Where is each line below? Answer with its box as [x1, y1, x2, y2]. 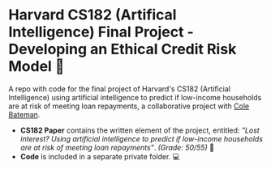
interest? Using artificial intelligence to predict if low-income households [19, 133, 264, 143]
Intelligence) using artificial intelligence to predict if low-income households [8, 92, 262, 102]
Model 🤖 [8, 57, 65, 76]
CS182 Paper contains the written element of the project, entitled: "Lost [19, 125, 260, 135]
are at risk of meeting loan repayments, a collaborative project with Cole [8, 101, 250, 111]
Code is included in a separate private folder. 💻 [19, 151, 180, 161]
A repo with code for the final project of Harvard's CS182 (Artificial [8, 83, 231, 94]
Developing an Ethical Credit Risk [8, 40, 237, 58]
